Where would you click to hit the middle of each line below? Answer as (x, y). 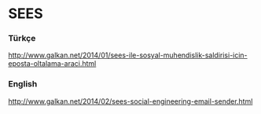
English (23, 84)
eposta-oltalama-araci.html (52, 64)
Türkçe (22, 39)
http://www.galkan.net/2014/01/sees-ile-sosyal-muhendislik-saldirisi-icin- (128, 55)
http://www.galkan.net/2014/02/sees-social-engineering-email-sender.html (130, 101)
